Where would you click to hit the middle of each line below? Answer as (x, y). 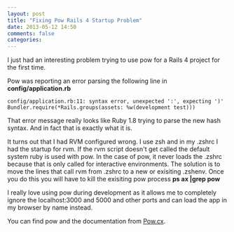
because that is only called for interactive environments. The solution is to (114, 164)
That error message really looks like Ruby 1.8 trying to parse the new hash (114, 121)
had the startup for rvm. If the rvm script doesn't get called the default (109, 149)
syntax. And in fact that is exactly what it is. (70, 128)
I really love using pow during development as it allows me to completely (112, 193)
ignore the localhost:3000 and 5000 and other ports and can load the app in (117, 200)
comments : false (31, 33)
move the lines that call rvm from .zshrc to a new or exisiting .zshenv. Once (116, 172)
